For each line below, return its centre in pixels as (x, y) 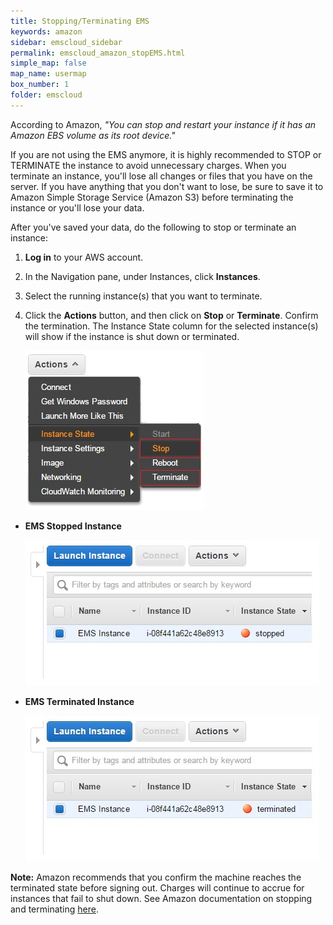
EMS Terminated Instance (79, 701)
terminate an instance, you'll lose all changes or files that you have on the (161, 176)
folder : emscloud (46, 95)
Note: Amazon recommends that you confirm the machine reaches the (156, 877)
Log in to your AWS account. (84, 257)
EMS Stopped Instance (73, 526)
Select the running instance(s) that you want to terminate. (143, 296)
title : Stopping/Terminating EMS (80, 21)
